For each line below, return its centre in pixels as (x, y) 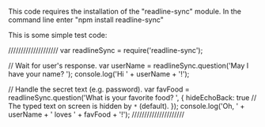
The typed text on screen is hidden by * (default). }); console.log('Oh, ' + (127, 106)
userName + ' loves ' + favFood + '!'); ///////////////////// (96, 114)
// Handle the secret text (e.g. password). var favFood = (99, 89)
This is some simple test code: (58, 35)
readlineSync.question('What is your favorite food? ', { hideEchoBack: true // (132, 97)
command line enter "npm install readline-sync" (86, 20)
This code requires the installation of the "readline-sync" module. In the (125, 11)
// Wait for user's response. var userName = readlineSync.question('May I (129, 65)
